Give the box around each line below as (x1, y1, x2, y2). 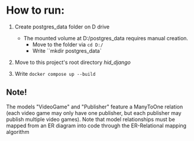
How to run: (6, 4, 65, 17)
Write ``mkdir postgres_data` (32, 47, 102, 54)
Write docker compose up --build (14, 70, 96, 77)
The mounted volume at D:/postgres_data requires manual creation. (23, 34, 188, 41)
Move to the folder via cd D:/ (32, 41, 104, 48)
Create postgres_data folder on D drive (14, 23, 110, 30)
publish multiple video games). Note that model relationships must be (6, 116, 176, 123)
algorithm (6, 128, 30, 135)
